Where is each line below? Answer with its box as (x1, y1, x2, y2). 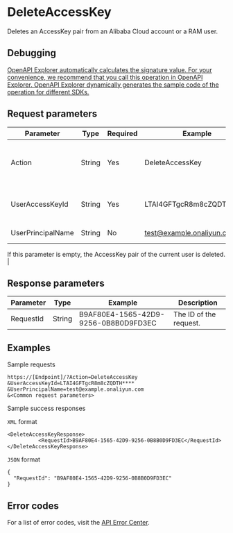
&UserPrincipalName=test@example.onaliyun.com (7, 386, 144, 393)
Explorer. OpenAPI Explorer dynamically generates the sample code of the (7, 81, 220, 89)
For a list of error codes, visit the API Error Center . (7, 518, 150, 526)
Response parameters (7, 277, 105, 289)
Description (178, 298, 218, 307)
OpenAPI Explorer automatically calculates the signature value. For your (7, 65, 213, 74)
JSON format (7, 455, 40, 464)
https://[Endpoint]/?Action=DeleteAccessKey (7, 374, 138, 381)
